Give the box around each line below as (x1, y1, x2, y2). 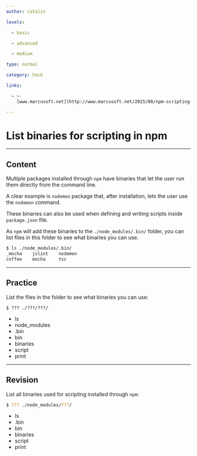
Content (6, 159, 37, 169)
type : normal (6, 62, 38, 67)
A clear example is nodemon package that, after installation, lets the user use (6, 193, 188, 200)
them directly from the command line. (6, 181, 97, 188)
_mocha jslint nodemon (6, 251, 77, 257)
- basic (11, 30, 30, 36)
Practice (6, 278, 38, 288)
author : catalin (6, 8, 46, 15)
